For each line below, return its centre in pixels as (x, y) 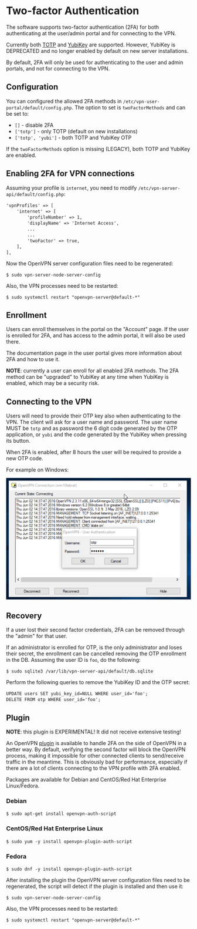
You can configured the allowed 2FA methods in (64, 101)
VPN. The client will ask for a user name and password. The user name (92, 422)
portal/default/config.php (39, 108)
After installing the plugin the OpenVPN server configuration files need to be (98, 880)
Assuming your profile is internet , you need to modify (72, 188)
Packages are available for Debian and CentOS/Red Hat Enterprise (86, 780)
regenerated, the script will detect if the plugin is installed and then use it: (95, 886)
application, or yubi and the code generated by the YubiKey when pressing (96, 435)
